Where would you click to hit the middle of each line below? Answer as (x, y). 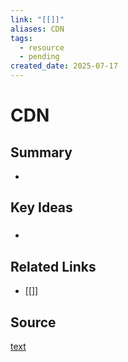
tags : (21, 38)
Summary (41, 152)
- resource (42, 47)
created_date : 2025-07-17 (64, 66)
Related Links (53, 266)
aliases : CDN (37, 29)
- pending (39, 57)
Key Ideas (41, 207)
